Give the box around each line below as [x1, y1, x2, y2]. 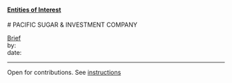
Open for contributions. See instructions [7, 69, 122, 77]
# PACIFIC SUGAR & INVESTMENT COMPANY [7, 21, 138, 29]
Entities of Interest [7, 5, 61, 14]
